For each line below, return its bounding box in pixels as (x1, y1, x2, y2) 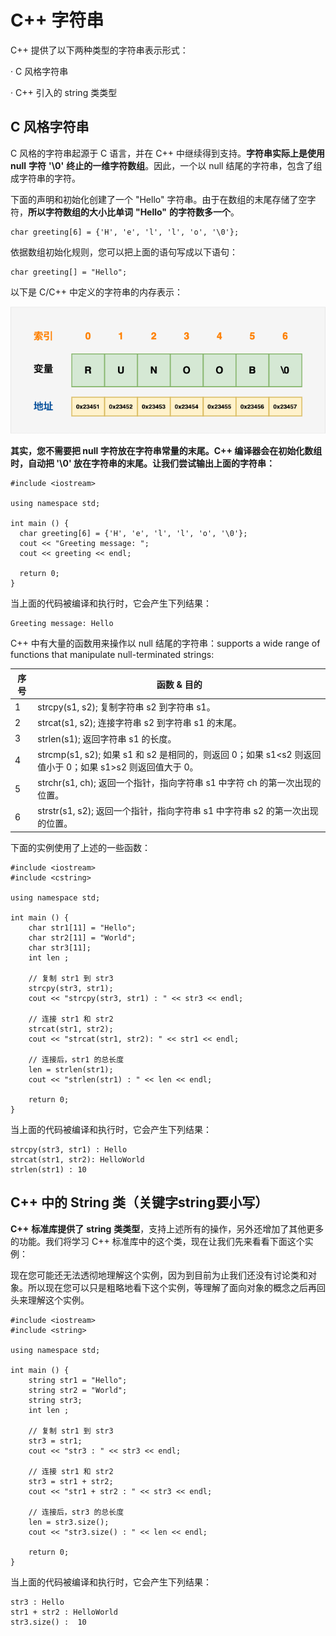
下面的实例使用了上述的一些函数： (10, 841, 151, 853)
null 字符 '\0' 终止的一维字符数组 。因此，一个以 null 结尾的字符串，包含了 (10, 159, 314, 171)
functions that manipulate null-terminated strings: (10, 649, 215, 661)
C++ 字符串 (10, 9, 105, 32)
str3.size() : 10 (10, 1617, 87, 1627)
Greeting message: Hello (10, 619, 114, 629)
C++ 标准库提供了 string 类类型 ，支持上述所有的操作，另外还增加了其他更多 (10, 1222, 325, 1235)
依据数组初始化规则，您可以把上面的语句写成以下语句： (10, 246, 238, 258)
